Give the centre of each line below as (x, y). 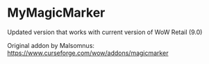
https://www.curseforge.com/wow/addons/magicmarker (88, 53)
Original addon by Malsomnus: (51, 45)
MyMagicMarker (56, 13)
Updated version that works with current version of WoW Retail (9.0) (105, 32)
